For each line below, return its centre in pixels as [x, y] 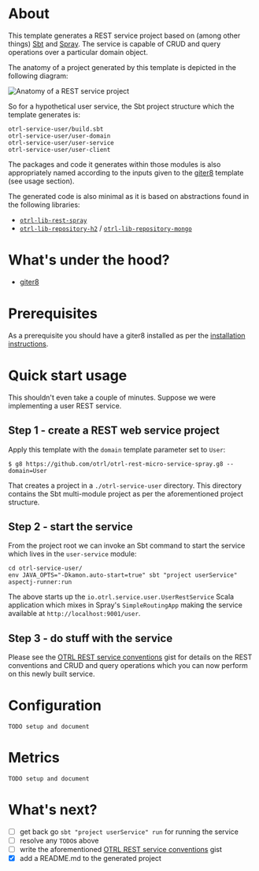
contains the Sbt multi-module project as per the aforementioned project [126, 493]
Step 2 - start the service [70, 527]
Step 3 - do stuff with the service [91, 638]
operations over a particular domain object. [78, 52]
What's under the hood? [89, 260]
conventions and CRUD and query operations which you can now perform [128, 666]
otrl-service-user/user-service [61, 142]
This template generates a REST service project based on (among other [124, 35]
